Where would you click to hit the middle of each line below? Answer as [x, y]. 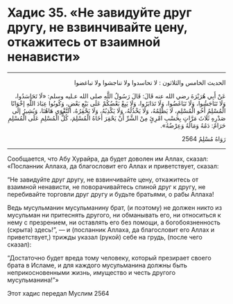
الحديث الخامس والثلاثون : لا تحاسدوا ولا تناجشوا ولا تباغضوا [150, 82]
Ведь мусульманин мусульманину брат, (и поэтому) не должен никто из [115, 207]
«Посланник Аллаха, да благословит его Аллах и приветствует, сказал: [113, 166]
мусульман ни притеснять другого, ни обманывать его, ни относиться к [114, 215]
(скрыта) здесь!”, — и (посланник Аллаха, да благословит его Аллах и [111, 229]
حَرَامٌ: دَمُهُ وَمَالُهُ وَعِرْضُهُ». [193, 125]
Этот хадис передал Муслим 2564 [58, 293]
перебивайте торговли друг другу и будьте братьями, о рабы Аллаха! [111, 194]
